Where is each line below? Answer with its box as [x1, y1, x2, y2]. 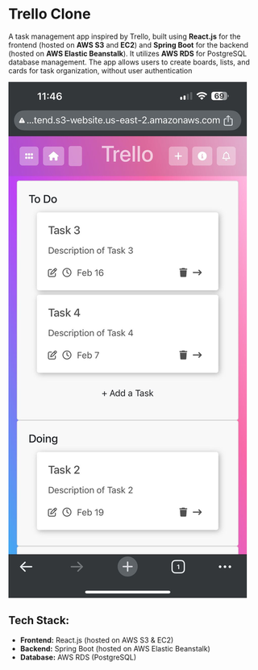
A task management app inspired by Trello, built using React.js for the [8, 31, 241, 41]
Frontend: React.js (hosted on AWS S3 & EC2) [19, 635, 174, 645]
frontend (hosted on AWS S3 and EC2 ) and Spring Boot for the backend [8, 40, 248, 49]
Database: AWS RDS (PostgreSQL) [19, 652, 137, 662]
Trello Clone [8, 5, 91, 23]
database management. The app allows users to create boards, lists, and [8, 57, 250, 67]
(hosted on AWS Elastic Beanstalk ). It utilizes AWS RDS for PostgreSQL [8, 48, 248, 58]
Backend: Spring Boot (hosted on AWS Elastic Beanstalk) [19, 643, 211, 653]
